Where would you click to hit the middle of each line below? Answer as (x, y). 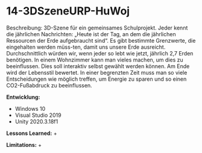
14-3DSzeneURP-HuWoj (68, 11)
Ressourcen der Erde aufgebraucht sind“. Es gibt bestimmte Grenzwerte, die (101, 40)
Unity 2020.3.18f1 (36, 121)
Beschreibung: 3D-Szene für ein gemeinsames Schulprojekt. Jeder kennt (97, 28)
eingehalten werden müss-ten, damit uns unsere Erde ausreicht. (86, 47)
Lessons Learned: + (32, 133)
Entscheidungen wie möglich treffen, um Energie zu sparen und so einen (96, 79)
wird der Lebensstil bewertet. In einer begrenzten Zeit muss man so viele (97, 72)
